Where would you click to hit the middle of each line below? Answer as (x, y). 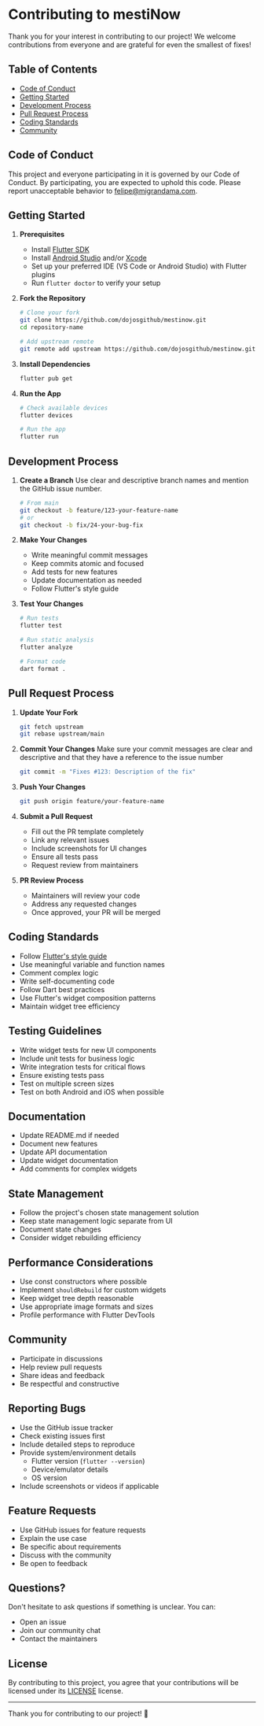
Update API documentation (63, 1152)
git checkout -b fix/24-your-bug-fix (81, 525)
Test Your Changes (51, 604)
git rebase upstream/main (62, 734)
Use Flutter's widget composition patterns (88, 998)
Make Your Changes (53, 540)
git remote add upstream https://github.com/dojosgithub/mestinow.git (137, 349)
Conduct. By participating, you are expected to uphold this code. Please (125, 182)
